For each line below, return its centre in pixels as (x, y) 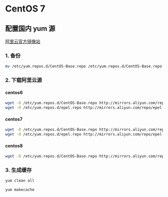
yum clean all (20, 181)
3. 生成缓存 (18, 170)
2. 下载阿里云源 (24, 80)
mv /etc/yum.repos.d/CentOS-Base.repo (45, 66)
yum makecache (20, 190)
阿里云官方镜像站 (23, 41)
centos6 (14, 92)
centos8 (14, 145)
